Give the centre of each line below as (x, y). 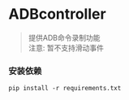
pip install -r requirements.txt (65, 89)
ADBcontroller (58, 14)
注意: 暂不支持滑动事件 (66, 48)
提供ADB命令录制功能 (64, 37)
